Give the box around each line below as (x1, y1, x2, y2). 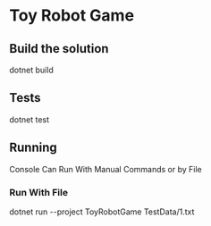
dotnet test (9, 113, 50, 125)
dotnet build (9, 64, 54, 75)
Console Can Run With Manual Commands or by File (9, 163, 203, 174)
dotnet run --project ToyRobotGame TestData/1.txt (9, 206, 195, 217)
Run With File (9, 186, 69, 198)
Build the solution (9, 41, 109, 56)
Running (9, 140, 58, 155)
